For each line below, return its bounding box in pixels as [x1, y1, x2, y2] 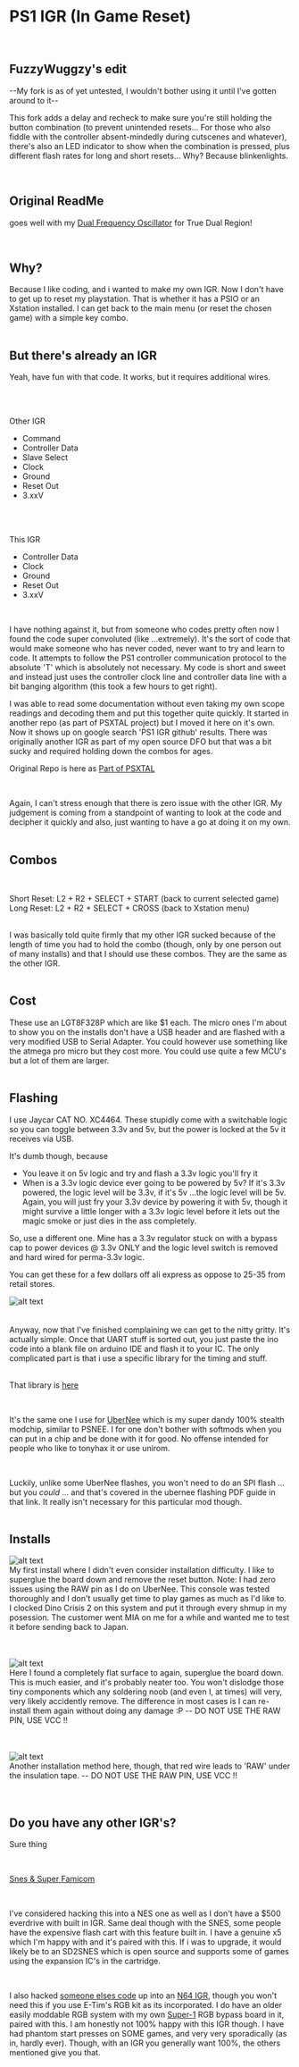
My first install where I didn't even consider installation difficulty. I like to [9, 1565, 275, 1575]
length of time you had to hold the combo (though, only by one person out [9, 939, 282, 949]
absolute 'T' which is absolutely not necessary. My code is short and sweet [9, 662, 287, 673]
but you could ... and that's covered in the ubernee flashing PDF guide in [9, 1486, 276, 1498]
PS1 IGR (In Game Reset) [9, 6, 192, 27]
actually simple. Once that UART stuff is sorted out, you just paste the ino [9, 1333, 279, 1344]
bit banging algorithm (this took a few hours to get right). [9, 681, 218, 692]
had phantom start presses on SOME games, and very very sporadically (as [9, 2029, 287, 2039]
